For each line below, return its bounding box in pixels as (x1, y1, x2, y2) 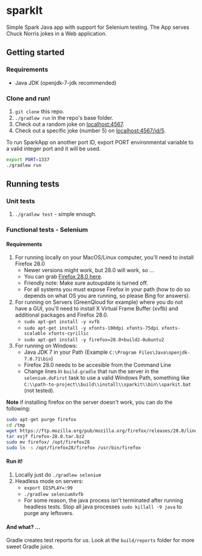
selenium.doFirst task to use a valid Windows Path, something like (23, 374, 190, 381)
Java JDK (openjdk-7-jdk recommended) (14, 79, 117, 86)
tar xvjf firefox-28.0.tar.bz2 (6, 434, 85, 440)
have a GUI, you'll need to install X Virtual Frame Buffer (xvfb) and (14, 305, 179, 312)
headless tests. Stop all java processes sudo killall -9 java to (23, 503, 182, 510)
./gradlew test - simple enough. (14, 211, 97, 218)
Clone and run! (6, 94, 50, 102)
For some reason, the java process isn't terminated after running (23, 496, 183, 504)
